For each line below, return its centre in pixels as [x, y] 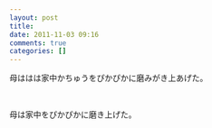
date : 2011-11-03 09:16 [54, 34]
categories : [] [38, 51]
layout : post [34, 18]
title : [22, 26]
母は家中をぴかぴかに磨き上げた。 [73, 114]
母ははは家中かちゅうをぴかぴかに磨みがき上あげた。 [109, 78]
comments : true [38, 43]
